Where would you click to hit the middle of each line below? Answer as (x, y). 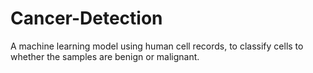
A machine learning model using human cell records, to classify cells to (157, 46)
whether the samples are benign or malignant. (105, 56)
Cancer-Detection (86, 18)
